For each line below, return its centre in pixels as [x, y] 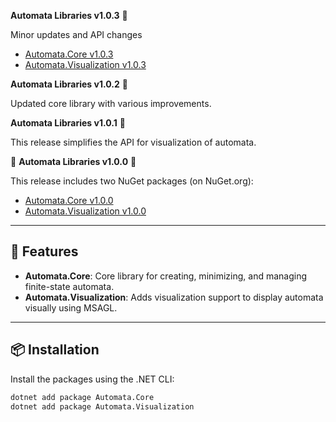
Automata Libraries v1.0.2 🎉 [69, 84]
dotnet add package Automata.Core [82, 397]
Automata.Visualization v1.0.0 [85, 211]
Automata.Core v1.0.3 [69, 54]
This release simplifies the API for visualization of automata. [133, 142]
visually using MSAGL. [71, 307]
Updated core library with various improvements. [111, 103]
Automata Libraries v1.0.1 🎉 [68, 123]
